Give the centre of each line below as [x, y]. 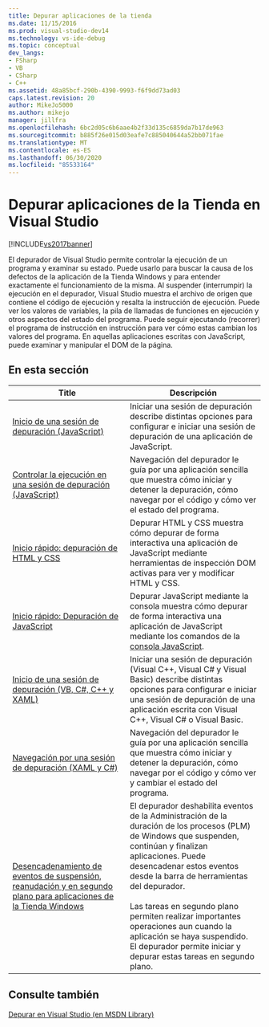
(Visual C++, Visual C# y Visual [188, 669]
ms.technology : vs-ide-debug [57, 38]
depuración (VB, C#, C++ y [63, 689]
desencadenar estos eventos [184, 866]
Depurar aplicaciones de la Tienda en [134, 205]
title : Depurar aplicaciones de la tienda [80, 16]
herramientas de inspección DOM [193, 563]
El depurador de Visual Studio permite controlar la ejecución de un [118, 260]
